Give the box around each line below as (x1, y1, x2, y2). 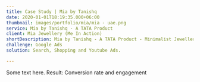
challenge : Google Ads (6, 42, 62, 48)
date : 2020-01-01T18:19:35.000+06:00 (6, 14, 100, 20)
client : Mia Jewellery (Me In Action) (6, 31, 102, 37)
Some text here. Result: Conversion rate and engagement (6, 69, 147, 76)
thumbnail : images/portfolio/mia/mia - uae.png (6, 20, 127, 26)
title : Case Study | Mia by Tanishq (6, 8, 97, 15)
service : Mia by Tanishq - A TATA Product (6, 25, 113, 31)
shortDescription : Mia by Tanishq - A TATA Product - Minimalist (6, 36, 171, 42)
